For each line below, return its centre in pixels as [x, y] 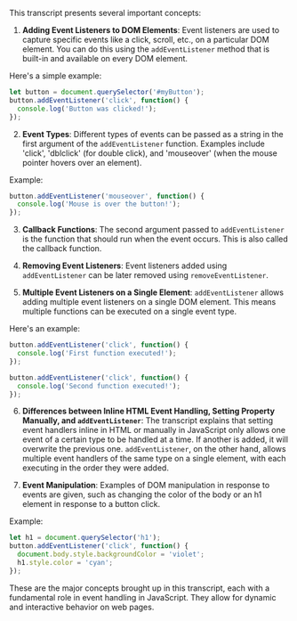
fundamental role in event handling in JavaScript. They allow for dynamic [143, 597]
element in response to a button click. [91, 504]
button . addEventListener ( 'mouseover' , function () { [107, 196]
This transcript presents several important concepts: [105, 13]
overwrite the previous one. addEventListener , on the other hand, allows [154, 449]
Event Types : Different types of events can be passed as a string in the [153, 134]
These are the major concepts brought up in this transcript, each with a [140, 588]
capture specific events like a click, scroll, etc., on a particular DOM [145, 40]
